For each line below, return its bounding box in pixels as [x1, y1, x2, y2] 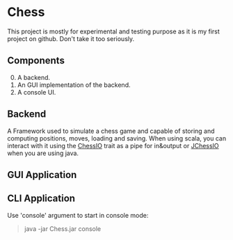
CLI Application [7, 193, 75, 205]
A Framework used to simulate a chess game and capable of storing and [7, 127, 215, 135]
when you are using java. [7, 149, 79, 157]
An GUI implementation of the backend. [17, 81, 131, 89]
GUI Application [7, 168, 77, 181]
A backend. [17, 73, 51, 81]
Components [7, 55, 65, 67]
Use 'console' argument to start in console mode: [7, 211, 149, 219]
